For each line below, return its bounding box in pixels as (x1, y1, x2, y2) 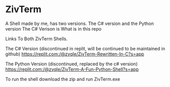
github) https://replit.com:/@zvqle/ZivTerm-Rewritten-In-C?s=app (5, 51, 144, 57)
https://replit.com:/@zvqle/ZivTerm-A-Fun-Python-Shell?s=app (5, 66, 139, 72)
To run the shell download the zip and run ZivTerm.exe (5, 76, 120, 82)
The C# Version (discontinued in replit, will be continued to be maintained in (5, 45, 165, 51)
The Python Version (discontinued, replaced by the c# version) (5, 61, 138, 67)
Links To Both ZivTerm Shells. (5, 36, 68, 42)
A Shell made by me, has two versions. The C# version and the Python (5, 20, 154, 26)
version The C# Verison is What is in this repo (5, 25, 101, 32)
